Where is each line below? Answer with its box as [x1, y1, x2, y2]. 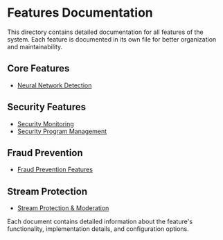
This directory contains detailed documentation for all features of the [7, 28, 204, 36]
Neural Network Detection [17, 81, 92, 89]
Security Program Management [17, 127, 107, 135]
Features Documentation [7, 5, 154, 21]
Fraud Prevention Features [17, 165, 93, 174]
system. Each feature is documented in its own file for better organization [7, 35, 217, 43]
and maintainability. [7, 42, 63, 51]
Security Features [7, 101, 87, 113]
